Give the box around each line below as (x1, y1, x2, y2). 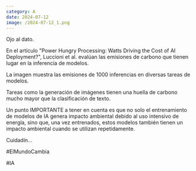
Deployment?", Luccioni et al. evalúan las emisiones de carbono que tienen (6, 54, 189, 61)
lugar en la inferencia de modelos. (6, 60, 89, 67)
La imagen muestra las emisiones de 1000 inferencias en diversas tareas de (6, 71, 191, 78)
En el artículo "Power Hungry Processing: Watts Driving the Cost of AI (6, 47, 176, 54)
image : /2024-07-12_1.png (6, 19, 70, 25)
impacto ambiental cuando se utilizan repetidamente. (6, 125, 135, 133)
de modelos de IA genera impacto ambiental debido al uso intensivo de (6, 113, 179, 120)
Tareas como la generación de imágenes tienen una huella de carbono (6, 89, 178, 96)
